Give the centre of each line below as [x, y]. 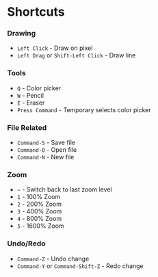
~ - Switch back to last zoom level [64, 189]
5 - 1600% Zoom [40, 226]
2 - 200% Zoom [39, 204]
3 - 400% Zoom [39, 211]
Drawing [22, 34]
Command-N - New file [45, 157]
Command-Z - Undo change [53, 259]
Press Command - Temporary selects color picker [84, 109]
